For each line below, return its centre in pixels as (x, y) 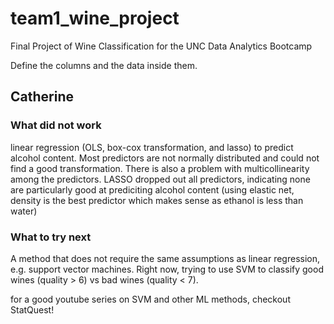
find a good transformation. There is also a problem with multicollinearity (160, 168)
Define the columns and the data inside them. (104, 65)
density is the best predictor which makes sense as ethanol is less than (157, 200)
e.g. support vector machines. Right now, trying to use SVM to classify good (167, 269)
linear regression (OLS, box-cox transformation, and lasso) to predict (152, 147)
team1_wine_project (95, 18)
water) (24, 211)
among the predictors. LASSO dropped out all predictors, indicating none (160, 179)
